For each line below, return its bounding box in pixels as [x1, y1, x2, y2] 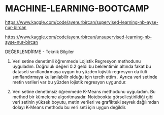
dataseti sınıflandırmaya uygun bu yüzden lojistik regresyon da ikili [12, 68, 147, 74]
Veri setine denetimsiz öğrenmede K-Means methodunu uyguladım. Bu [12, 88, 156, 94]
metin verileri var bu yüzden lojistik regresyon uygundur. [12, 79, 127, 85]
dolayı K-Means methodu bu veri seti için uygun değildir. [12, 104, 127, 110]
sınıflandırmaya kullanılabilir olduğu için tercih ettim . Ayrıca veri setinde [12, 74, 158, 80]
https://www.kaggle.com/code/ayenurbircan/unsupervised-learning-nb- [5, 34, 152, 40]
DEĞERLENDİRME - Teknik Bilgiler [5, 49, 74, 55]
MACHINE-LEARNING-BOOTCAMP [5, 3, 149, 14]
